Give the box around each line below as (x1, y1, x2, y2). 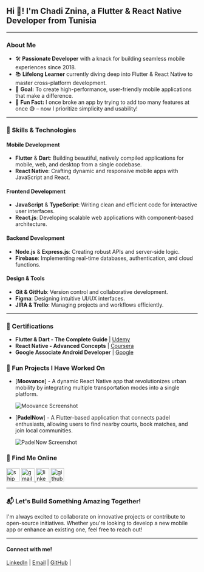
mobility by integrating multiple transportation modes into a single (15, 384, 180, 392)
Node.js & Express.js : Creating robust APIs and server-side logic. (15, 248, 180, 255)
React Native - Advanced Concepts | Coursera (15, 342, 134, 350)
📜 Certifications (6, 322, 54, 330)
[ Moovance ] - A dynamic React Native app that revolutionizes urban (15, 378, 186, 385)
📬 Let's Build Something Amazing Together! (6, 497, 141, 505)
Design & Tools (6, 274, 45, 282)
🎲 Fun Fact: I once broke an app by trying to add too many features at (15, 98, 190, 106)
